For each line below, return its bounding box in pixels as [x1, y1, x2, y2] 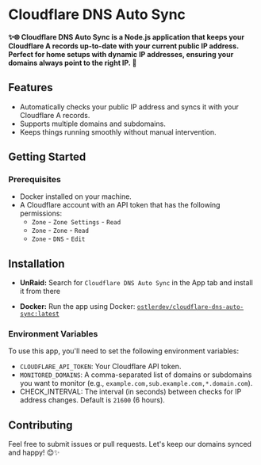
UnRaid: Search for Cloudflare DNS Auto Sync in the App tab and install [19, 278, 254, 288]
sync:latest [19, 311, 59, 318]
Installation [8, 257, 65, 270]
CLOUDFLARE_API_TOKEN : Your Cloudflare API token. [19, 362, 182, 372]
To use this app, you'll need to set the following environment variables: [8, 346, 240, 356]
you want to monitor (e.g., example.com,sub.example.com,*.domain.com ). [19, 379, 253, 388]
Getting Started [8, 150, 86, 163]
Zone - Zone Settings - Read [31, 217, 121, 227]
